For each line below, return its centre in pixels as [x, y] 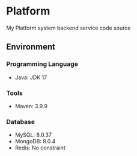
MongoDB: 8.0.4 [35, 141]
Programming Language [42, 64]
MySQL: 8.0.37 [33, 135]
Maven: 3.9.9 [31, 106]
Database [20, 122]
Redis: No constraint [40, 148]
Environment [31, 47]
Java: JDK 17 [31, 77]
